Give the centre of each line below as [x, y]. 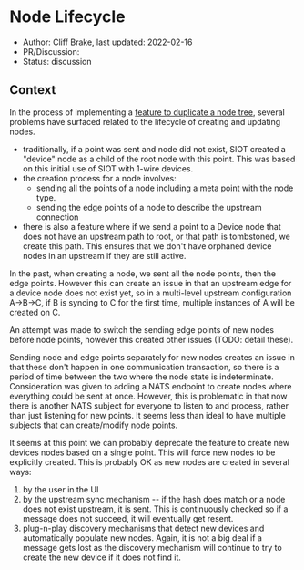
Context [33, 90]
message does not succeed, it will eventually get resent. [128, 518]
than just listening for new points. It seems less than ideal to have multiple [148, 415]
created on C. [35, 312]
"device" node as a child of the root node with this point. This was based [159, 159]
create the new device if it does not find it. [102, 557]
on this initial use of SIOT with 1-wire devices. [108, 168]
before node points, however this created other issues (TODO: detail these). [152, 339]
